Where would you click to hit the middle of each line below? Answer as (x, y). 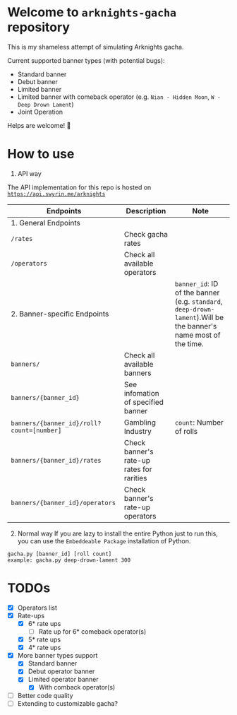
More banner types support (57, 656)
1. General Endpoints (46, 223)
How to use (41, 154)
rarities (135, 478)
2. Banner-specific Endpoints (60, 314)
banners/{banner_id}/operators (63, 503)
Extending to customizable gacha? (68, 703)
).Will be (210, 317)
